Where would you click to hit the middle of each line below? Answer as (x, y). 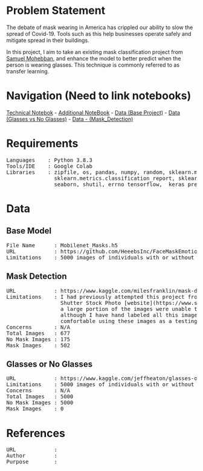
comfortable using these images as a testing (129, 321)
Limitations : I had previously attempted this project (96, 297)
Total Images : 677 (38, 333)
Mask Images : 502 (38, 345)
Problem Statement (56, 11)
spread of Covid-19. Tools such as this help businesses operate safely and (99, 33)
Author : (32, 456)
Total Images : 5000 (40, 397)
